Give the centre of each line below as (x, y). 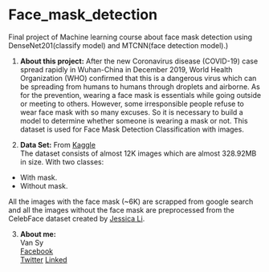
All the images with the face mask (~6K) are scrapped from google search (131, 201)
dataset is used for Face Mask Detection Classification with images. (132, 129)
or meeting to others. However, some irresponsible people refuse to (132, 104)
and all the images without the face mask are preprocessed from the (121, 209)
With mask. (39, 177)
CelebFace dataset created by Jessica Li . (77, 218)
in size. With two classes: (62, 161)
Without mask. (44, 185)
